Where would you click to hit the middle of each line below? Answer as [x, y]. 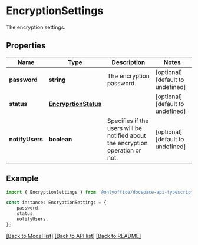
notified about [126, 135]
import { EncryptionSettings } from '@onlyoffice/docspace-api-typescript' [101, 192]
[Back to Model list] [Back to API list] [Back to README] [74, 236]
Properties [26, 46]
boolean [60, 139]
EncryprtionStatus [75, 104]
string [57, 80]
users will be [125, 128]
